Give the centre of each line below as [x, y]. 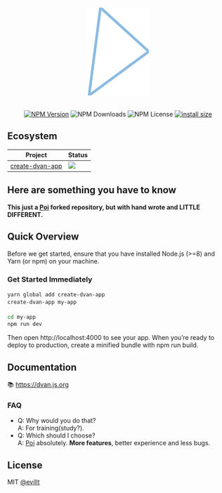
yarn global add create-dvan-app [56, 294]
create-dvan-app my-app [42, 302]
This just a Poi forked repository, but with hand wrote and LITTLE [104, 207]
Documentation [42, 367]
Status [78, 155]
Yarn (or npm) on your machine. [53, 261]
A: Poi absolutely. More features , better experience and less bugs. [114, 443]
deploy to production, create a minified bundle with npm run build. [103, 345]
